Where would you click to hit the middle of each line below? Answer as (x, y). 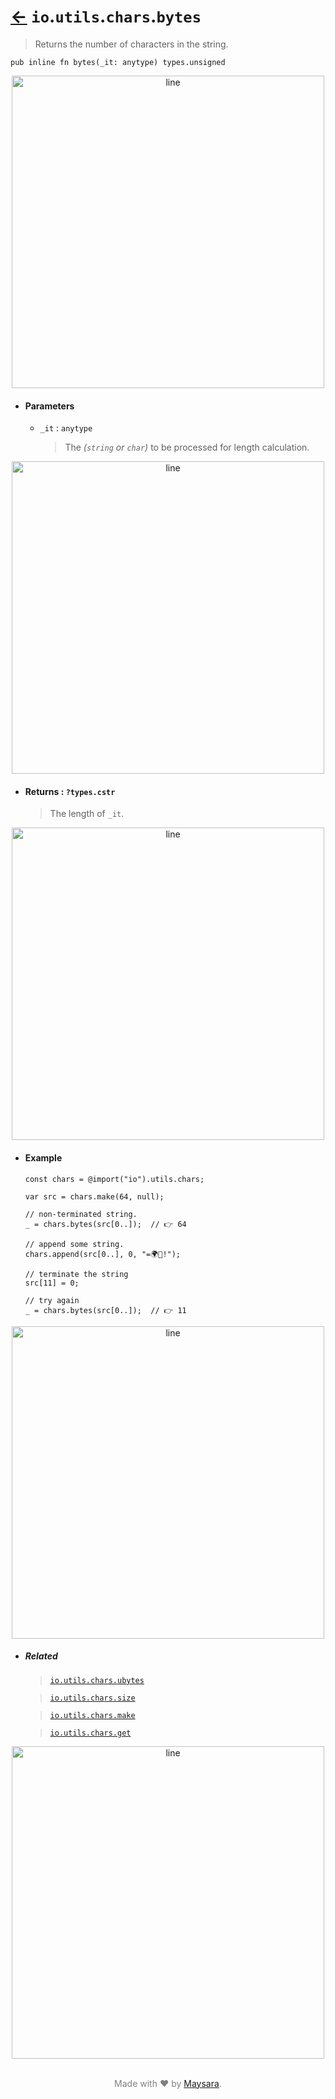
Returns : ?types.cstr (70, 791)
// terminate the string (76, 1274)
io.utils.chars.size (92, 1698)
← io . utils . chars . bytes (106, 16)
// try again (52, 1300)
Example (43, 1157)
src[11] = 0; (52, 1283)
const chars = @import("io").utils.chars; (114, 1179)
